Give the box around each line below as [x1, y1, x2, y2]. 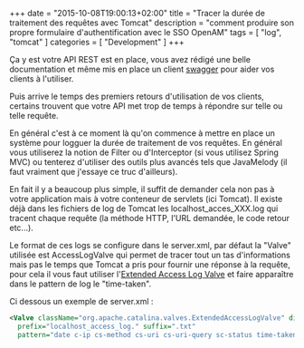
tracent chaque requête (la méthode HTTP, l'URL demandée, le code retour [9, 213, 290, 223]
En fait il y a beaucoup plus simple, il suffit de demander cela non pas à [9, 184, 275, 194]
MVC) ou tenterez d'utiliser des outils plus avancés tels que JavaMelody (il [9, 157, 288, 167]
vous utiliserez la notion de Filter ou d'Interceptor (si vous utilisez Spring [9, 147, 279, 158]
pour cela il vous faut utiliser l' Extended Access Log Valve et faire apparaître [9, 269, 294, 279]
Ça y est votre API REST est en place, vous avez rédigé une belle [9, 54, 252, 64]
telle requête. [9, 111, 59, 121]
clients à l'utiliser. [9, 73, 74, 84]
